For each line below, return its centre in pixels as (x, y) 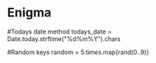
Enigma (29, 13)
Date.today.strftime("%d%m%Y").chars (64, 38)
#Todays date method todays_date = (60, 32)
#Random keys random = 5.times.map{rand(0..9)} (78, 52)
